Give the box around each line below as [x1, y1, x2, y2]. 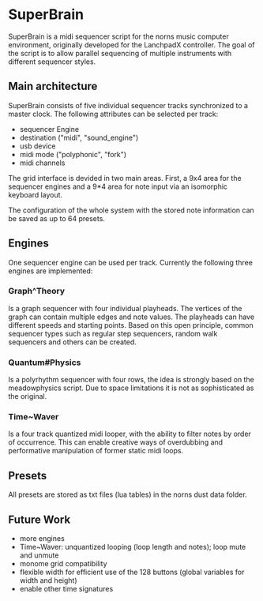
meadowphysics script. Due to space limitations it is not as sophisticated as [8, 383, 254, 393]
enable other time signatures [19, 584, 114, 594]
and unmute [19, 550, 59, 560]
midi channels [19, 158, 66, 167]
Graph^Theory [8, 286, 66, 297]
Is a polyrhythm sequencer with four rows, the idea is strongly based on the [8, 375, 254, 385]
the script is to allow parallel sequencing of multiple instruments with [8, 48, 231, 58]
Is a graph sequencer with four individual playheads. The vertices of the [8, 303, 242, 313]
